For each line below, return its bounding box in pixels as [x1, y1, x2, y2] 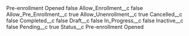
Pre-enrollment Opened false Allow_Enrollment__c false [6, 5, 143, 11]
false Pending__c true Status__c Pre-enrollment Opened [6, 24, 144, 30]
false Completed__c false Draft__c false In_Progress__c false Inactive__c [6, 17, 184, 24]
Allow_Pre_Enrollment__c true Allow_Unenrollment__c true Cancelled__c [6, 11, 183, 18]
